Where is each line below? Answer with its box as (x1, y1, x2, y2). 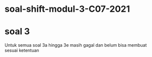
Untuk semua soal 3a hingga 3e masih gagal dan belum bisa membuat (4, 42, 147, 48)
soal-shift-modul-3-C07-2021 (4, 3, 130, 15)
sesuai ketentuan (4, 48, 39, 54)
